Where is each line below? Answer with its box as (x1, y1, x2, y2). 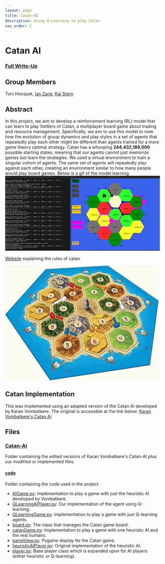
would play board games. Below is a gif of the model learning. (5, 170, 130, 176)
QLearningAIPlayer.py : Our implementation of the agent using (12, 501, 137, 507)
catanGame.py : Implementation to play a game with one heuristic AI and (12, 527, 158, 533)
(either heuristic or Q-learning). (12, 553, 76, 559)
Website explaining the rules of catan (5, 255, 80, 261)
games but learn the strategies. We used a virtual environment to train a (5, 155, 150, 161)
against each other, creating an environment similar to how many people (5, 165, 151, 171)
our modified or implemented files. (5, 459, 75, 465)
